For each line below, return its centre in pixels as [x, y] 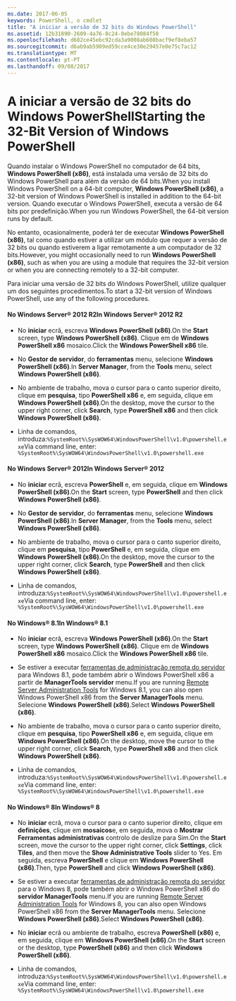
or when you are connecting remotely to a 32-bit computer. [93, 270]
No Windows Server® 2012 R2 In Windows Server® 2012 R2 [95, 314]
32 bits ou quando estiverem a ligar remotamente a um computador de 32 [114, 247]
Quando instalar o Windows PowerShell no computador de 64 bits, [104, 166]
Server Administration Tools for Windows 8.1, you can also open [110, 690]
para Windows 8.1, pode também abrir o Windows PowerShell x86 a [116, 675]
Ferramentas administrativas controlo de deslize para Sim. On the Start [122, 838]
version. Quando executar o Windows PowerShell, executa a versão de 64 [115, 203]
